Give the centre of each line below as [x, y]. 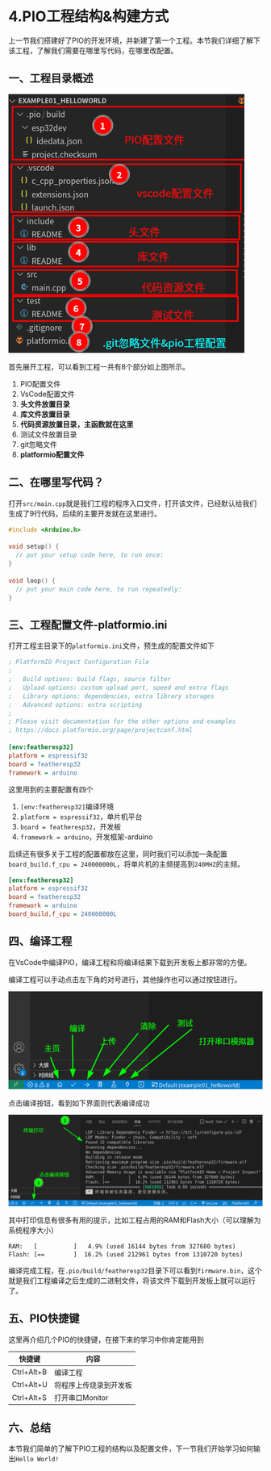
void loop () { [32, 581]
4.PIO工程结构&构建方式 [89, 17]
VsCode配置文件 [47, 394]
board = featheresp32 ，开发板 [70, 826]
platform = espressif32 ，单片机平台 [81, 817]
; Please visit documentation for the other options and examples [122, 722]
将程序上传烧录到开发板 [94, 1385]
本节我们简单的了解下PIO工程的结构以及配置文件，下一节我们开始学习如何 [131, 1448]
